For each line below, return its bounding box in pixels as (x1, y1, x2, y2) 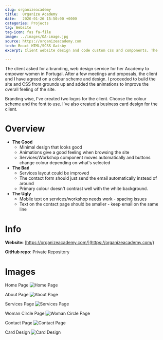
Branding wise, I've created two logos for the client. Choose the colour (5, 95, 147, 101)
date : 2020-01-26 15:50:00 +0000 (5, 16, 77, 21)
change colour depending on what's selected (19, 160, 110, 166)
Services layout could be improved (19, 170, 89, 176)
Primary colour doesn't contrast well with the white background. (19, 186, 148, 191)
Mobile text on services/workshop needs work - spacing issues (19, 196, 147, 202)
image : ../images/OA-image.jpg (5, 35, 69, 39)
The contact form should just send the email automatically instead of (19, 175, 157, 181)
